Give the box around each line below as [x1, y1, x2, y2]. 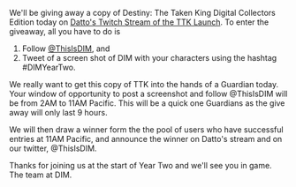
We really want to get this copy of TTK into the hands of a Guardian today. [9, 79, 279, 89]
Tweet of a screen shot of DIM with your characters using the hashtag [21, 53, 277, 63]
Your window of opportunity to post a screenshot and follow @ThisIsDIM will [9, 88, 288, 99]
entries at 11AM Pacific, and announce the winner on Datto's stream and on [9, 134, 283, 144]
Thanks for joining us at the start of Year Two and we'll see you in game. [9, 161, 272, 170]
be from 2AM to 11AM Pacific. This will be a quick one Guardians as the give [9, 98, 285, 108]
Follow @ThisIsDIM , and [21, 43, 110, 54]
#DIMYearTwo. [21, 62, 77, 72]
